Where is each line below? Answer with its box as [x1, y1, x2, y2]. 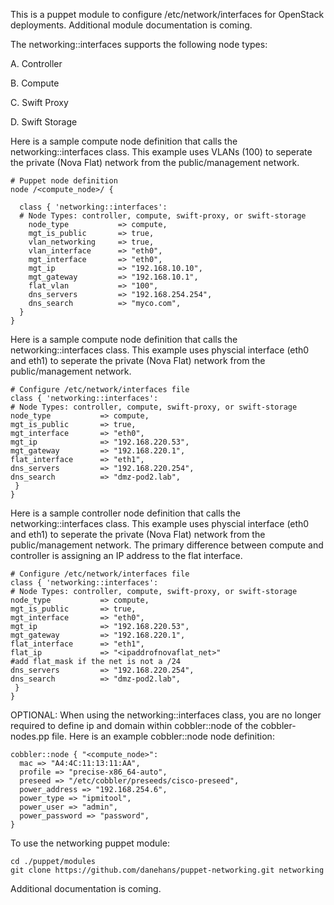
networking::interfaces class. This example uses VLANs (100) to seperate [10, 146, 313, 158]
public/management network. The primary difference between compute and [10, 539, 324, 551]
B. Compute [10, 77, 60, 89]
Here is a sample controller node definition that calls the [10, 507, 241, 519]
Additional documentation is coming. [10, 883, 162, 894]
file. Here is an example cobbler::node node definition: [51, 730, 275, 742]
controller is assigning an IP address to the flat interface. [10, 550, 243, 561]
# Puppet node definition [10, 176, 118, 186]
